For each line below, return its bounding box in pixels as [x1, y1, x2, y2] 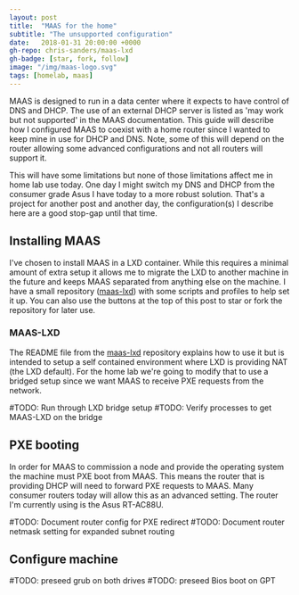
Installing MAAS [9, 234, 101, 249]
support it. [9, 153, 47, 163]
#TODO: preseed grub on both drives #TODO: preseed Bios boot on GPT [9, 575, 276, 586]
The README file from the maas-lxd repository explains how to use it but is [9, 347, 285, 358]
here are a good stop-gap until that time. [9, 207, 158, 219]
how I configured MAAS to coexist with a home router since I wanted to [9, 124, 271, 135]
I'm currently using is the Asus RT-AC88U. [9, 499, 165, 509]
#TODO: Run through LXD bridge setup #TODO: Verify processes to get [9, 402, 272, 413]
